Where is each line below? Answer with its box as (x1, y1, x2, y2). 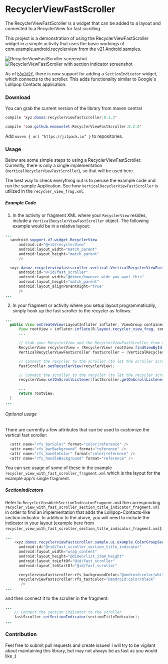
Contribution (5, 631, 37, 638)
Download (5, 94, 31, 101)
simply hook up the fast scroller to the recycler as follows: (12, 307, 131, 313)
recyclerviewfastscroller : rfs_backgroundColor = (18, 572, 120, 577)
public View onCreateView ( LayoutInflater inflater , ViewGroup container (9, 322, 164, 327)
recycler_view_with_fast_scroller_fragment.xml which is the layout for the (5, 470, 161, 476)
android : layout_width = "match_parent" (18, 247, 97, 252)
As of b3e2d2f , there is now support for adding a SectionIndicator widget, (5, 70, 158, 76)
